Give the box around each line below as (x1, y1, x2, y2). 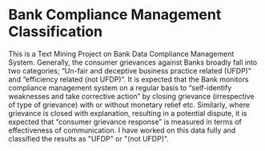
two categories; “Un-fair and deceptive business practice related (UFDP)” (8, 66, 252, 75)
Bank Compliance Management (8, 6, 222, 24)
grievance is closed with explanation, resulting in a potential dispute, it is (8, 108, 247, 117)
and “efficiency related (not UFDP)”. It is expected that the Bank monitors (8, 74, 249, 84)
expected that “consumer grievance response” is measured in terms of (8, 117, 242, 126)
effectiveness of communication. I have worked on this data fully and (8, 125, 236, 135)
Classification (8, 22, 102, 41)
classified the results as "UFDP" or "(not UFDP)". (8, 133, 170, 143)
